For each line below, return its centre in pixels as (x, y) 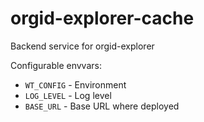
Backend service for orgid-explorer (82, 46)
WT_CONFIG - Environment (75, 84)
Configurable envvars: (56, 65)
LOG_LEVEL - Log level (68, 95)
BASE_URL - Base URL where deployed (102, 106)
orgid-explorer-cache (102, 18)
